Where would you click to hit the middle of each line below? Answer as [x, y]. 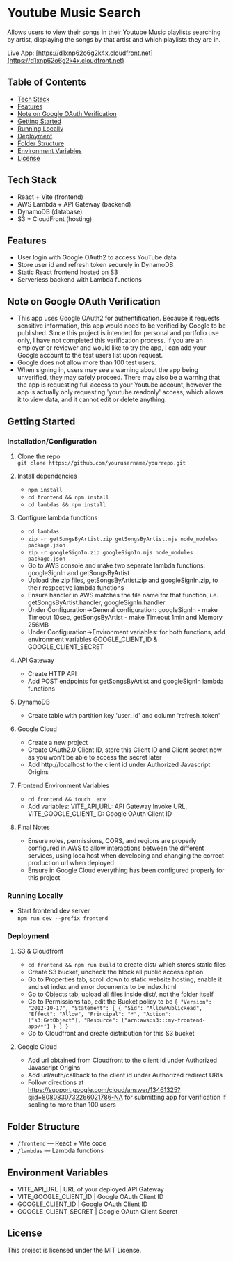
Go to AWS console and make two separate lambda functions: [116, 565]
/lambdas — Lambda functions [61, 1151]
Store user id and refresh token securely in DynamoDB [95, 265]
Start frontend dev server [54, 911]
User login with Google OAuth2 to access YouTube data [97, 257]
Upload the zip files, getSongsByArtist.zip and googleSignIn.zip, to [123, 580]
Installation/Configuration [52, 441]
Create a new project [58, 742]
